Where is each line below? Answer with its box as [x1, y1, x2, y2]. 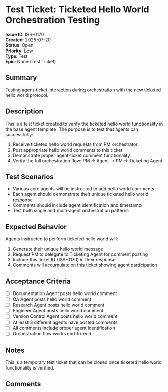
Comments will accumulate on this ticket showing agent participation [12, 262, 157, 268]
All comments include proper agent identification [12, 325, 116, 331]
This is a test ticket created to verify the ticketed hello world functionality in [5, 120, 163, 127]
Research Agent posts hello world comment [12, 302, 105, 308]
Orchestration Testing [5, 14, 100, 26]
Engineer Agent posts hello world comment [12, 308, 104, 314]
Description [5, 107, 43, 116]
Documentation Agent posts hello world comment [12, 290, 117, 297]
